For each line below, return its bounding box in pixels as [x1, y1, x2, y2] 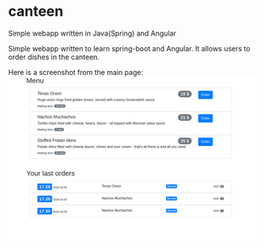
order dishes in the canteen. [8, 52, 100, 62]
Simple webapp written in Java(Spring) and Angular [8, 28, 176, 38]
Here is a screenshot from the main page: [8, 67, 144, 77]
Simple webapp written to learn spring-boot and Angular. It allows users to [8, 43, 251, 53]
